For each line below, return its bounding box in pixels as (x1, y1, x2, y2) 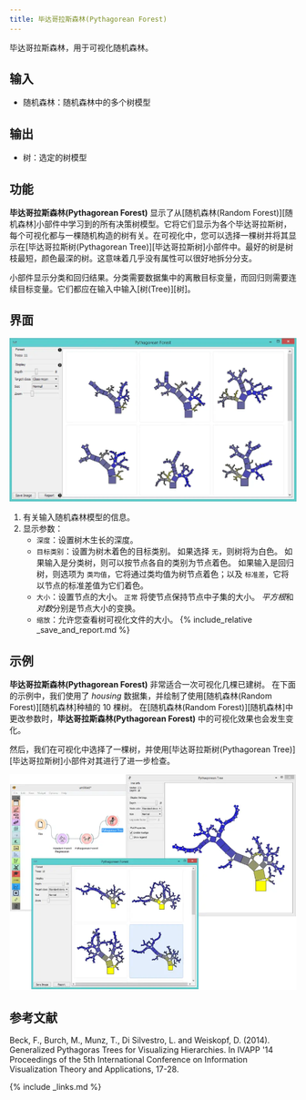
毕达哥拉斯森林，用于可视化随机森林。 (9, 42, 153, 53)
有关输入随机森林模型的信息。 (22, 512, 135, 523)
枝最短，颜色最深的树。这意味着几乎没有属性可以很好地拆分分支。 (9, 253, 257, 264)
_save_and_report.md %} (36, 625, 130, 636)
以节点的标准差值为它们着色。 (36, 580, 148, 591)
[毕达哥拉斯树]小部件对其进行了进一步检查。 (9, 756, 176, 767)
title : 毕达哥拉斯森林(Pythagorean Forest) (9, 15, 168, 24)
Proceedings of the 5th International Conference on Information (9, 1054, 248, 1065)
